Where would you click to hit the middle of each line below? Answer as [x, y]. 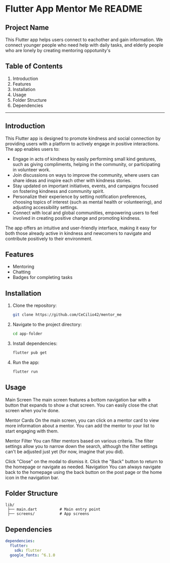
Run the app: [26, 362]
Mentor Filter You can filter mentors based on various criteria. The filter [79, 440]
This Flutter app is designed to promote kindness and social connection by [83, 138]
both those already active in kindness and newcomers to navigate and [78, 233]
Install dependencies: [35, 343]
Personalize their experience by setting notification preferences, [79, 196]
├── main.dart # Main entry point [54, 509]
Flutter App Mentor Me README [74, 9]
